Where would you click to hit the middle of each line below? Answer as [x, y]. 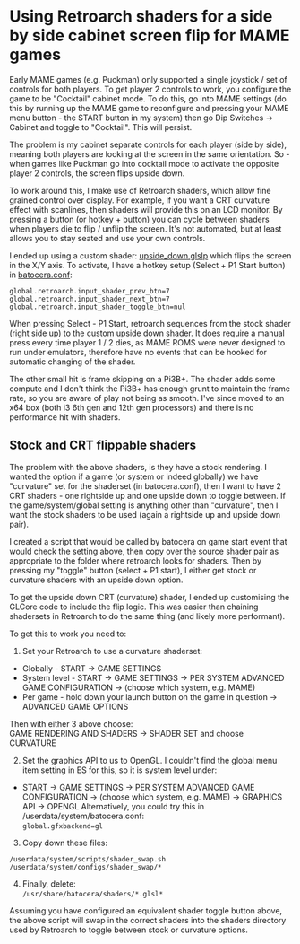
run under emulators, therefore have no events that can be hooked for [138, 352]
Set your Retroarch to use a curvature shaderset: [112, 651]
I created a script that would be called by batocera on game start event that [149, 541]
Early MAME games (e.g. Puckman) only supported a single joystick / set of [149, 79]
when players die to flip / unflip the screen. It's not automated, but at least [146, 228]
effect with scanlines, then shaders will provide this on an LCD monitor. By [146, 209]
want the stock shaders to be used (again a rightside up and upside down [145, 514]
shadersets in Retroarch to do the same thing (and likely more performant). [147, 616]
